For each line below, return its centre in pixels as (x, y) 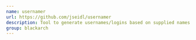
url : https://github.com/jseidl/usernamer (59, 17)
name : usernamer (26, 11)
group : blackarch (27, 28)
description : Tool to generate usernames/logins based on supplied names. (99, 22)
